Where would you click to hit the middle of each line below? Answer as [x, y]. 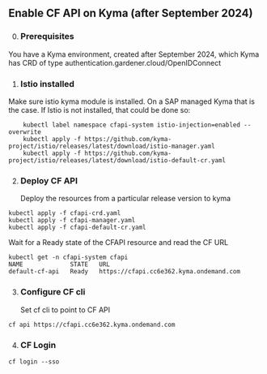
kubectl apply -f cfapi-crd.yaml [65, 213]
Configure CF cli [53, 292]
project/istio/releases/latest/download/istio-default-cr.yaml [117, 160]
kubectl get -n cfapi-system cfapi [68, 258]
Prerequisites [47, 37]
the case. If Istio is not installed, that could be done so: [100, 110]
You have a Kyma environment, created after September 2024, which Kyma [134, 54]
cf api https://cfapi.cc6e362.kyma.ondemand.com [92, 325]
